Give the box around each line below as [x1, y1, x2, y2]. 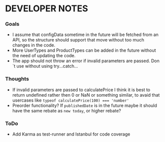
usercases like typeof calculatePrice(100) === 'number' [12, 97, 129, 103]
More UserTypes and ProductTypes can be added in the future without [12, 47, 157, 53]
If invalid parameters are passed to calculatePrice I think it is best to [12, 87, 151, 93]
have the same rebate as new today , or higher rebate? [12, 107, 121, 113]
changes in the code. [12, 42, 55, 48]
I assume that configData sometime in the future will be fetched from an [12, 32, 159, 37]
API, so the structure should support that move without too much [12, 37, 144, 43]
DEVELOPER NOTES [5, 3, 88, 14]
